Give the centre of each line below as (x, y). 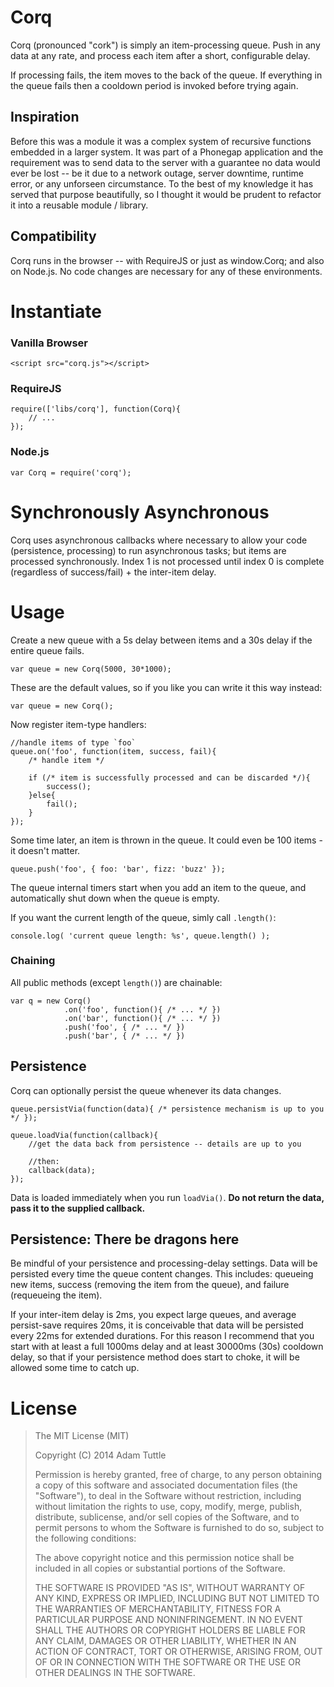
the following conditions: (85, 1538)
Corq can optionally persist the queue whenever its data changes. (146, 1090)
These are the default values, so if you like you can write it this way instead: (166, 687)
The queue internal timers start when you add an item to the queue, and (158, 887)
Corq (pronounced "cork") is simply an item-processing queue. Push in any (165, 45)
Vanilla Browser (49, 343)
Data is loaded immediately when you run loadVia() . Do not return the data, (167, 1197)
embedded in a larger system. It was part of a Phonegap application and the (167, 152)
